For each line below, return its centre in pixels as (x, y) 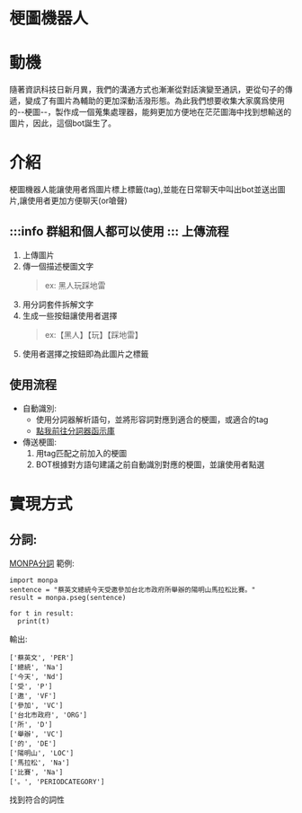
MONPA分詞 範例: (42, 563)
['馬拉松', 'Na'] (40, 763)
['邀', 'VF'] (33, 696)
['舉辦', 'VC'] (36, 734)
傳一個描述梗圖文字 (58, 266)
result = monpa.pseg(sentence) (68, 597)
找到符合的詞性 (37, 800)
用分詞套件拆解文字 (58, 304)
